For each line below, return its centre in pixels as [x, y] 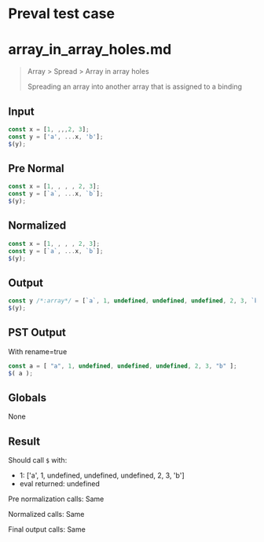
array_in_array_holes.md [90, 50]
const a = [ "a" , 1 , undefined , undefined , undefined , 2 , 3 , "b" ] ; [123, 366]
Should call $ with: [38, 460]
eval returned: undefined [60, 484]
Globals [27, 397]
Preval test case [62, 14]
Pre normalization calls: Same [56, 499]
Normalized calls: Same [46, 515]
